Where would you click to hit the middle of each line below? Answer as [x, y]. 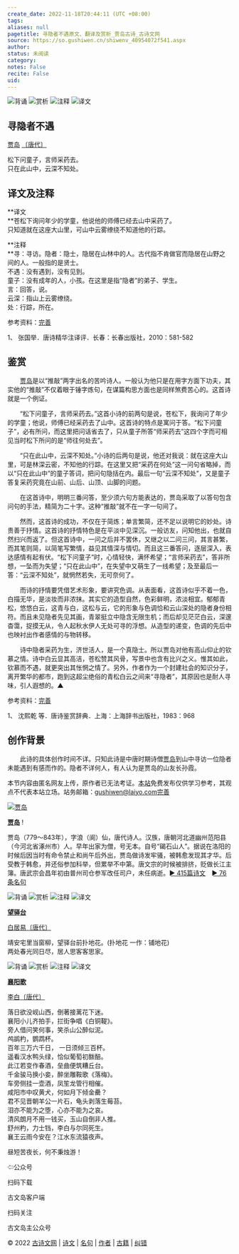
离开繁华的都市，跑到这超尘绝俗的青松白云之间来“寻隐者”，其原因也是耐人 [116, 676]
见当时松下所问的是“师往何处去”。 [57, 440]
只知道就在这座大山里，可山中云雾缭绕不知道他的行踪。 [88, 230]
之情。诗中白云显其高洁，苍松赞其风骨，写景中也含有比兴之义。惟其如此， [122, 658]
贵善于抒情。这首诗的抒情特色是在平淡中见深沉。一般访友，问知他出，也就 [116, 530]
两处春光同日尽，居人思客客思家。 [57, 951]
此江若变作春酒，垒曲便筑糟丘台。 [57, 1065]
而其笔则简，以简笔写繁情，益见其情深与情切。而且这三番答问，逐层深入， [116, 548]
